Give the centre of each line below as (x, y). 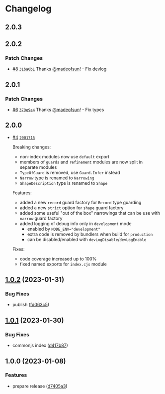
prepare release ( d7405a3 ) (40, 386)
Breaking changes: (32, 147)
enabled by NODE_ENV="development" (64, 229)
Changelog (28, 9)
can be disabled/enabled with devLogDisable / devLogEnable (87, 239)
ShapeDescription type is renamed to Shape (64, 183)
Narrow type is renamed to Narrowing (57, 178)
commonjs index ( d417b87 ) (40, 345)
